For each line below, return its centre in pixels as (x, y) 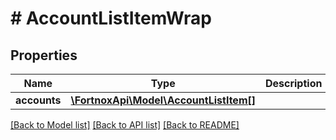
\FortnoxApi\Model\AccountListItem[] (163, 100)
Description (293, 83)
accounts (38, 100)
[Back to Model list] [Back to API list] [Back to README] (125, 125)
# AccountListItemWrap (111, 18)
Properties (44, 55)
